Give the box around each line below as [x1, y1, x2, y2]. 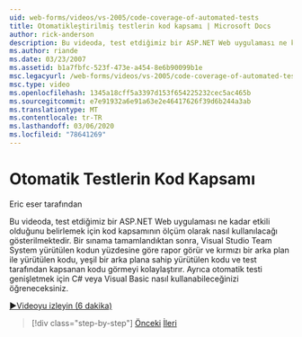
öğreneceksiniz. [9, 282, 69, 293]
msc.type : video [9, 80, 70, 89]
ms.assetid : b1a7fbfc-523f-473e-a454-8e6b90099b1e [9, 64, 203, 73]
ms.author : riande [9, 47, 78, 56]
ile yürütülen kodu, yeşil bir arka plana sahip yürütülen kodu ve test [9, 253, 258, 265]
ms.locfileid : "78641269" [9, 130, 106, 139]
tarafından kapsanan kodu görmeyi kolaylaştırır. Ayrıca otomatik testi [9, 263, 262, 274]
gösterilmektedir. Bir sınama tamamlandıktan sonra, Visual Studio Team [9, 235, 272, 245]
